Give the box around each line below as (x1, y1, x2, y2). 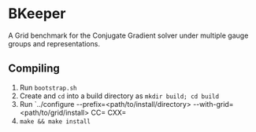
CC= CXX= (90, 108, 127, 117)
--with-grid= (192, 99, 234, 108)
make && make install (19, 117, 91, 126)
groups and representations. (8, 38, 101, 48)
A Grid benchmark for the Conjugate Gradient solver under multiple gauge (8, 31, 249, 40)
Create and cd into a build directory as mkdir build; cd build (19, 91, 219, 101)
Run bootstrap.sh (19, 82, 77, 92)
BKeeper (8, 5, 66, 23)
